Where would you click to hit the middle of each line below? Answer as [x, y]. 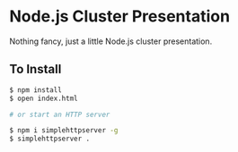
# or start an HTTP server [60, 114]
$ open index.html [44, 98]
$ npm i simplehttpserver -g [64, 131]
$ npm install [36, 90]
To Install [35, 69]
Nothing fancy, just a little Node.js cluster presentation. [111, 41]
